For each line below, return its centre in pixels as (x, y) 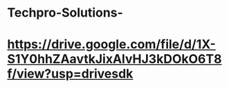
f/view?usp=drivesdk (70, 74)
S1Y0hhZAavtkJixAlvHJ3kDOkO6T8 (114, 59)
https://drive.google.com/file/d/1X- (111, 45)
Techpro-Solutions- (65, 13)
